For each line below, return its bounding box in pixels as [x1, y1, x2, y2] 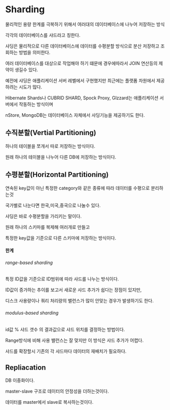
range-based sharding [5, 260, 53, 266]
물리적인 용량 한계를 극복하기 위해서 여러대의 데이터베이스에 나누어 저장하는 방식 [5, 21, 165, 27]
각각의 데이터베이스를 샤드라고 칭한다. [5, 32, 81, 38]
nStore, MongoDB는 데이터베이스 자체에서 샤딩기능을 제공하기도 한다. [5, 112, 145, 118]
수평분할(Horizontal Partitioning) [5, 170, 109, 179]
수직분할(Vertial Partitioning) [5, 128, 96, 137]
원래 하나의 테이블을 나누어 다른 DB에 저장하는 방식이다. [5, 154, 116, 160]
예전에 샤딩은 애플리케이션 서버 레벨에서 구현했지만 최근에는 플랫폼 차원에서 [5, 77, 156, 83]
